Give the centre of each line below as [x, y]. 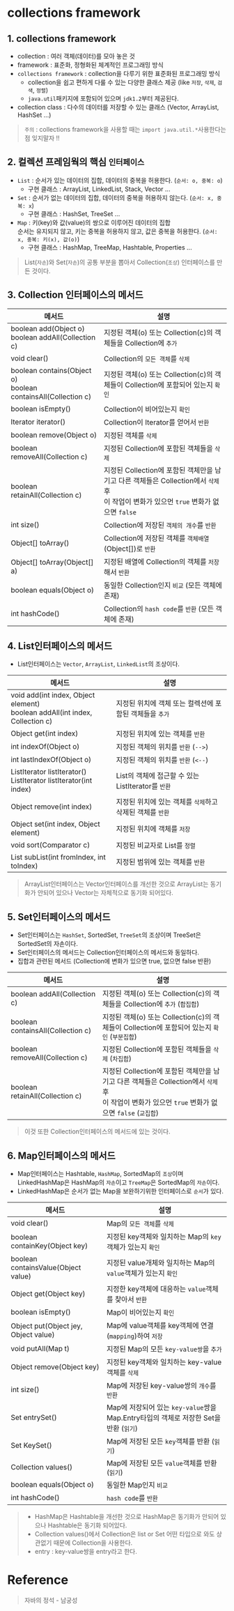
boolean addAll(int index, [52, 712]
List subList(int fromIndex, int [58, 857]
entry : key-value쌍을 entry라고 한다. [86, 1552]
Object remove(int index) [52, 807]
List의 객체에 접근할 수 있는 [158, 776]
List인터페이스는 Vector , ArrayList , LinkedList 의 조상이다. [98, 664]
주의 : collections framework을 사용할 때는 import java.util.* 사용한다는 [125, 129]
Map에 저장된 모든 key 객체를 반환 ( [161, 1442]
